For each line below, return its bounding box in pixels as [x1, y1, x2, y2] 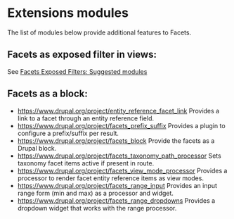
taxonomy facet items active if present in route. [17, 158, 155, 167]
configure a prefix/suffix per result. [17, 129, 119, 137]
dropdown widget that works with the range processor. [17, 204, 177, 212]
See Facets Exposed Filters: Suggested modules [7, 67, 148, 75]
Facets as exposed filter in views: [7, 49, 157, 61]
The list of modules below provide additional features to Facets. [7, 28, 192, 37]
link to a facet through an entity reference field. [17, 114, 155, 123]
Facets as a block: [7, 88, 88, 100]
